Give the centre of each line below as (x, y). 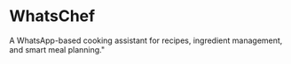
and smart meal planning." (57, 49)
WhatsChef (52, 16)
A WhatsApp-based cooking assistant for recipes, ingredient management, (146, 40)
